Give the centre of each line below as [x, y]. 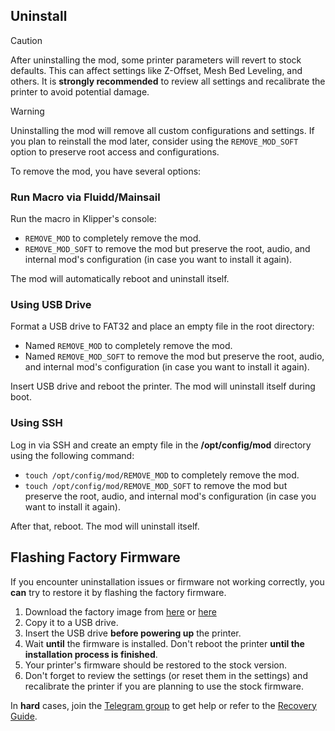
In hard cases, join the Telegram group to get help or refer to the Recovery [163, 705]
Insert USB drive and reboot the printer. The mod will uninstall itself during [163, 386]
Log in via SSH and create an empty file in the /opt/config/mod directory [161, 445]
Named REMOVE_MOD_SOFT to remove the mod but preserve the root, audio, [174, 356]
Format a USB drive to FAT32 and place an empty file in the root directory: [162, 326]
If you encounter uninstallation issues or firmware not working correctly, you [167, 581]
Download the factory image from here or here [120, 611]
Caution [26, 40]
